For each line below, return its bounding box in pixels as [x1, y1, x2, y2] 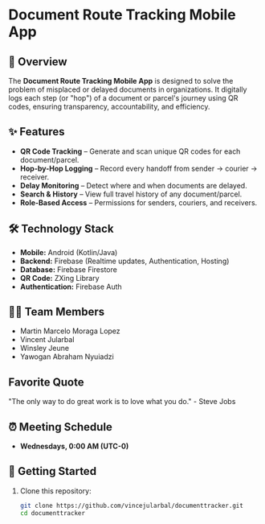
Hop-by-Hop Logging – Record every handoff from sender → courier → [19, 163, 258, 173]
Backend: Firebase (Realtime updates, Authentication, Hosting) [19, 256, 230, 266]
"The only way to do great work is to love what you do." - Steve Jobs [8, 397, 236, 406]
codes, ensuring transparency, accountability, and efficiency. [8, 102, 210, 111]
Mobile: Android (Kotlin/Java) [19, 247, 118, 257]
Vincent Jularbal [19, 335, 75, 345]
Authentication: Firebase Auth [19, 282, 122, 291]
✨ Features [8, 125, 65, 138]
